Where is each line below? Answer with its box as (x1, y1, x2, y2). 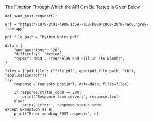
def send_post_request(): (5, 14, 57, 18)
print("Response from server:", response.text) (22, 94, 120, 99)
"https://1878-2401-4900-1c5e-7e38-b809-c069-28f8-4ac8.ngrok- (17, 22, 149, 27)
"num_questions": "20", (14, 48, 62, 52)
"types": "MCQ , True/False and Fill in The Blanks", (14, 56, 125, 61)
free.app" (5, 26, 25, 31)
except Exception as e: (5, 107, 53, 112)
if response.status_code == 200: (14, 90, 82, 95)
